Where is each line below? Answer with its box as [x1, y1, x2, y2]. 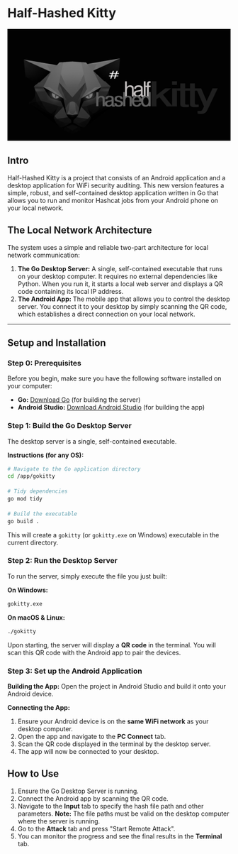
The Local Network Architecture [7, 224, 152, 236]
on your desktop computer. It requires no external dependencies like [17, 272, 217, 280]
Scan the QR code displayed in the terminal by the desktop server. [17, 740, 211, 748]
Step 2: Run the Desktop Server [7, 556, 118, 566]
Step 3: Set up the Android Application [7, 666, 143, 676]
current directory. [7, 538, 59, 547]
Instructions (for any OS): [7, 451, 84, 459]
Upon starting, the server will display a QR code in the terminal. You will [7, 640, 216, 649]
